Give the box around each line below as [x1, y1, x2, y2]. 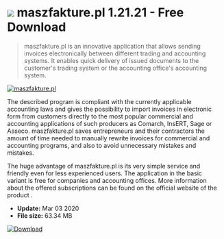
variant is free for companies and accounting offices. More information [7, 176, 207, 184]
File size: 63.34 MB [16, 211, 73, 220]
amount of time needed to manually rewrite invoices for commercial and [7, 134, 210, 142]
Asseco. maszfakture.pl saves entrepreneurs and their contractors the [7, 127, 206, 135]
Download [7, 19, 66, 35]
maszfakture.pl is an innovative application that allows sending [23, 42, 201, 50]
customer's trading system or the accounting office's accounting [23, 64, 208, 72]
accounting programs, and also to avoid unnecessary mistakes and [7, 141, 197, 149]
